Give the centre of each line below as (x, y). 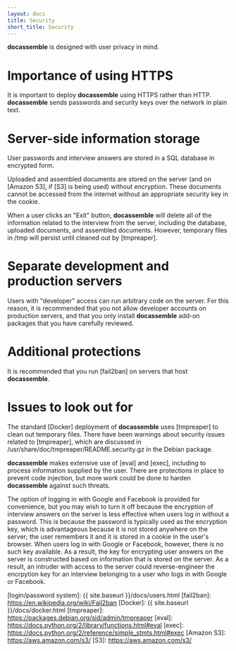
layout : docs (26, 14)
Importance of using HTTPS (91, 75)
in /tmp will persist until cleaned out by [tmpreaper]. (82, 238)
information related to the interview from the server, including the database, (117, 223)
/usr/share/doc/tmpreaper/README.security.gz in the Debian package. (110, 449)
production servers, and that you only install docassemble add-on (104, 316)
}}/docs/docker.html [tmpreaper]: (56, 610)
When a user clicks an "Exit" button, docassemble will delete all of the (110, 215)
